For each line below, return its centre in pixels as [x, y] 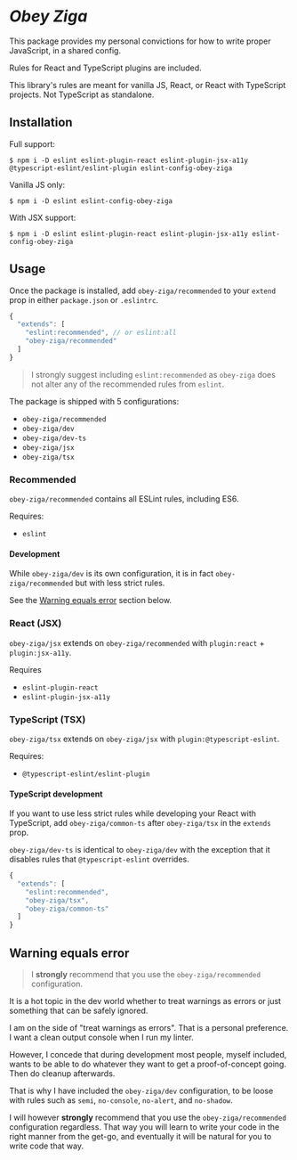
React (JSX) [36, 624]
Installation [41, 123]
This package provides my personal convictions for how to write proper [140, 41]
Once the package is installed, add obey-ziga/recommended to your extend [143, 290]
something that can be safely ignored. [79, 1011]
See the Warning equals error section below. [90, 600]
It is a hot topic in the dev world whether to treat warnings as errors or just [145, 1001]
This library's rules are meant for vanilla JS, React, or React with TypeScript [148, 85]
